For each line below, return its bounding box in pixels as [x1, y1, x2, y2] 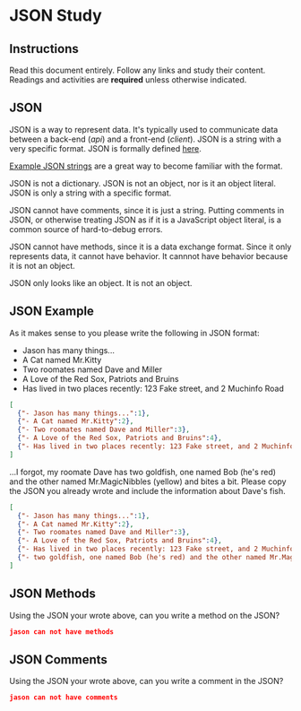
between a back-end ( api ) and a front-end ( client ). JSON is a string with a [9, 134, 282, 144]
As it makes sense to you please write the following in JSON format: [9, 327, 260, 338]
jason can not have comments [9, 693, 118, 702]
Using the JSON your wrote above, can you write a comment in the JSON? [9, 676, 284, 687]
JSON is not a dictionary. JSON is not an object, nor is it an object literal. [9, 178, 276, 188]
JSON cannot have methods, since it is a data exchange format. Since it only [9, 241, 292, 252]
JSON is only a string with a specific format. [9, 187, 172, 198]
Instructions [9, 41, 79, 56]
